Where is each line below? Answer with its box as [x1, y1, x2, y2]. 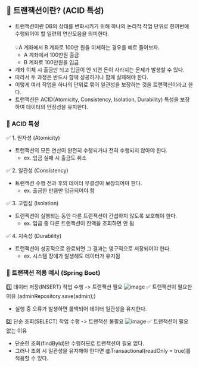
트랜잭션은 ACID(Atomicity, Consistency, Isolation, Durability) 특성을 [14, 96, 179, 103]
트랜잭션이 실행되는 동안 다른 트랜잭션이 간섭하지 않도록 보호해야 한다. [14, 212, 178, 219]
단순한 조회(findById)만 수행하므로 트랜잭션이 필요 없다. [14, 340, 145, 347]
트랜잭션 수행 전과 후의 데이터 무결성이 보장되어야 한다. [14, 180, 142, 187]
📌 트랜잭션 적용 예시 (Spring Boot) [6, 269, 101, 277]
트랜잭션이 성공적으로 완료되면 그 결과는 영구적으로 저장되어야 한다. [14, 245, 171, 252]
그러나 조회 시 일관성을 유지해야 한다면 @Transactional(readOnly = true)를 [14, 347, 191, 355]
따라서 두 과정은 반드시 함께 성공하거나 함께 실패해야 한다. [14, 73, 149, 80]
